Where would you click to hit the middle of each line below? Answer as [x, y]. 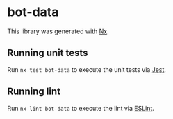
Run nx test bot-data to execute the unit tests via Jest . [87, 69]
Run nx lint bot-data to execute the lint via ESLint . [81, 108]
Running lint [34, 92]
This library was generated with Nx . [58, 31]
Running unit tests [48, 53]
